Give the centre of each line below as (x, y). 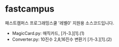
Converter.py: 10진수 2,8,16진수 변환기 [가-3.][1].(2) (62, 39)
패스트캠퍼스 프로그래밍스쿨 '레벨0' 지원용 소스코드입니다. (60, 23)
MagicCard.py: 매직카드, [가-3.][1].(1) (48, 33)
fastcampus (30, 9)
